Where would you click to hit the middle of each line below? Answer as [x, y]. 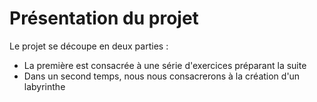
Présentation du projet [104, 18]
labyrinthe [44, 86]
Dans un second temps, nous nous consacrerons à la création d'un [162, 76]
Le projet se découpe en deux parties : [89, 46]
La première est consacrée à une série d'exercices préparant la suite [165, 65]
